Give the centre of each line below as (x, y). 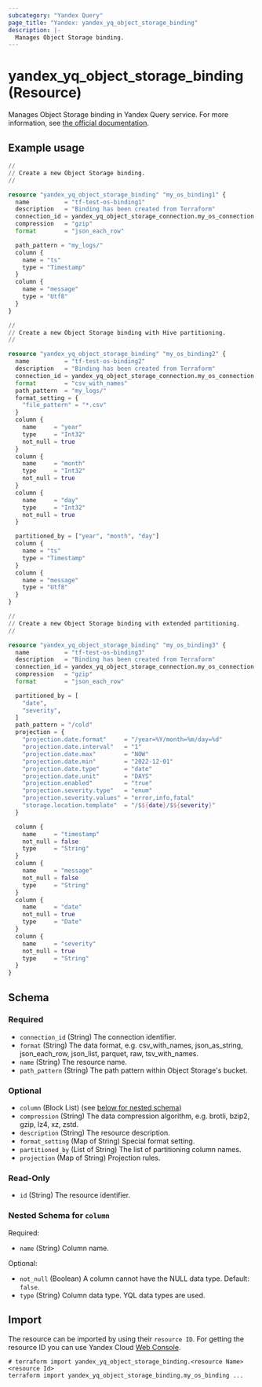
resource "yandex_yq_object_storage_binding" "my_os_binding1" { (117, 194)
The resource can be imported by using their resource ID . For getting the (126, 1339)
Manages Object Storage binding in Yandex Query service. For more (118, 115)
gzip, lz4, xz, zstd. (49, 1125)
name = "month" (54, 464)
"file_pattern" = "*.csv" (65, 405)
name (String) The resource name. (73, 1062)
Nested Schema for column (59, 1216)
